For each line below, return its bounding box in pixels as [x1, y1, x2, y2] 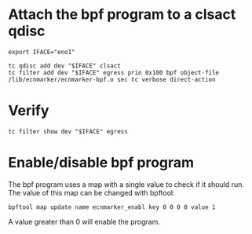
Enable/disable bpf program [8, 154, 195, 172]
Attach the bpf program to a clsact [8, 5, 236, 24]
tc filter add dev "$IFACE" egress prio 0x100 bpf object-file [8, 68, 220, 76]
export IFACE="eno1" [8, 48, 76, 56]
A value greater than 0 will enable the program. [8, 217, 161, 226]
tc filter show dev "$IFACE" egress [8, 127, 128, 135]
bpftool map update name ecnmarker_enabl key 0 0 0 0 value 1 [8, 203, 216, 211]
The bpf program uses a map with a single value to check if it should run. [8, 179, 245, 189]
